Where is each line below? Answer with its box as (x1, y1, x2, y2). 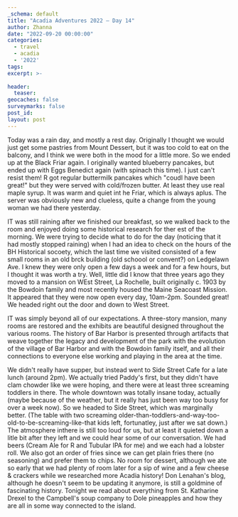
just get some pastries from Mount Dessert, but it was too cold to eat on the (7, 143, 229, 151)
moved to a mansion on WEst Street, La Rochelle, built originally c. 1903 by (7, 278, 226, 286)
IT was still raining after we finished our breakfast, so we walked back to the (7, 217, 230, 226)
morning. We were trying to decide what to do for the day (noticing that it (7, 232, 222, 241)
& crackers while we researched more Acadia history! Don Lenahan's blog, (7, 471, 226, 479)
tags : (7, 63, 23, 70)
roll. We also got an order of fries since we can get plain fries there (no (7, 448, 215, 457)
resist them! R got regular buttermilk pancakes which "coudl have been (7, 173, 215, 182)
